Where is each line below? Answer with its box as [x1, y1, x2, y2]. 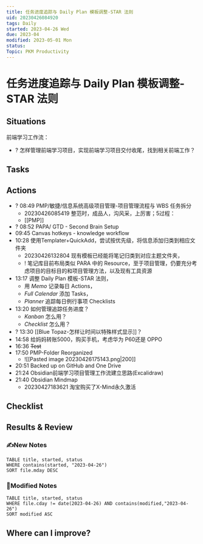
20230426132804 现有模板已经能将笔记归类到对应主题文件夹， [24, 252, 184, 259]
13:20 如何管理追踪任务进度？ [15, 305, 89, 313]
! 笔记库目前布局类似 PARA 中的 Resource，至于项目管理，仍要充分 [24, 260, 192, 267]
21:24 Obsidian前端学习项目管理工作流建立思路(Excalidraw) [15, 369, 164, 376]
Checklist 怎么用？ [24, 320, 71, 328]
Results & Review [6, 422, 73, 433]
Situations [6, 116, 46, 127]
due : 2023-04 [6, 32, 40, 38]
